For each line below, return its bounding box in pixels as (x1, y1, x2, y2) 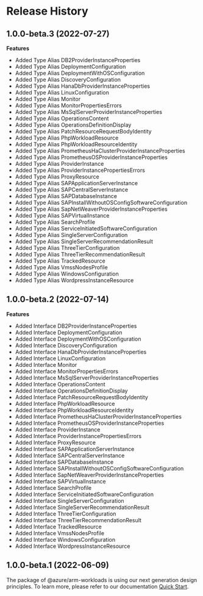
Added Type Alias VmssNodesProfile (15, 264, 108, 271)
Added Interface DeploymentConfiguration (15, 328, 123, 336)
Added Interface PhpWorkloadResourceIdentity (15, 406, 134, 414)
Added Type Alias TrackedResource (15, 257, 105, 264)
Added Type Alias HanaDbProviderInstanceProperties (15, 82, 151, 90)
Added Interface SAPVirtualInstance (15, 477, 106, 485)
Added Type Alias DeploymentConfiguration (15, 63, 126, 70)
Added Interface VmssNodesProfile (15, 529, 105, 537)
